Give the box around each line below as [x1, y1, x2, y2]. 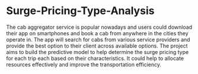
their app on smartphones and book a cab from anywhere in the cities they [6, 29, 189, 36]
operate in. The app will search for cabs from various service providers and [6, 36, 191, 43]
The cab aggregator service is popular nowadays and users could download [6, 23, 193, 31]
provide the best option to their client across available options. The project [6, 42, 188, 49]
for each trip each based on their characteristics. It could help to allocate [6, 55, 184, 62]
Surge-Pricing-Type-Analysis [6, 4, 155, 18]
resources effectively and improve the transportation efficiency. [6, 60, 162, 68]
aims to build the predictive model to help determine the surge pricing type [6, 48, 189, 55]
